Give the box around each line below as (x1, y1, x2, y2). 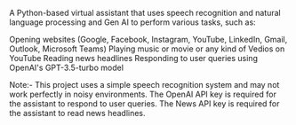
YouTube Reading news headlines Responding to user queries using (9, 53, 258, 63)
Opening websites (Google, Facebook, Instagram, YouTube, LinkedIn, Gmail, (9, 35, 288, 44)
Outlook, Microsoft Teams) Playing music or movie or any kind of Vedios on (9, 43, 285, 54)
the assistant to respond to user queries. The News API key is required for (9, 98, 280, 109)
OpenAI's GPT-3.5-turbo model (9, 62, 124, 73)
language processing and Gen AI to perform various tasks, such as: (9, 17, 256, 27)
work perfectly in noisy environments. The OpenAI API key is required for (9, 89, 277, 99)
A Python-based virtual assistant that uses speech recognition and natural (9, 8, 282, 18)
